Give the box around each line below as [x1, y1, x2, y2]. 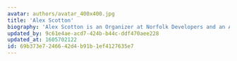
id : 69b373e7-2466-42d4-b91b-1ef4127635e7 [7, 43, 134, 50]
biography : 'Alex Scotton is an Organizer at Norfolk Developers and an [7, 23, 226, 30]
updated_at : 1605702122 [7, 36, 78, 43]
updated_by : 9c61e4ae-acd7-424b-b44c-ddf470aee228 [7, 29, 159, 37]
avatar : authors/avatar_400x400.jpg [7, 10, 115, 18]
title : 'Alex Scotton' [7, 17, 74, 24]
